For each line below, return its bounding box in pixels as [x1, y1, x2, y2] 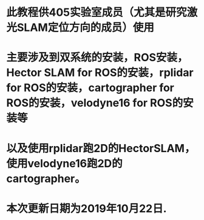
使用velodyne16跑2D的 [6, 156, 123, 170]
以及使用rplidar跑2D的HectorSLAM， [6, 141, 195, 155]
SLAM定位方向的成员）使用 [17, 21, 155, 35]
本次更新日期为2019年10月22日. [6, 201, 167, 215]
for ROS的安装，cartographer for [6, 81, 175, 95]
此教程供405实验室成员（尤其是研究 [6, 5, 187, 19]
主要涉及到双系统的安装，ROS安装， [6, 51, 188, 64]
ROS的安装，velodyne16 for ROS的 [6, 96, 183, 110]
